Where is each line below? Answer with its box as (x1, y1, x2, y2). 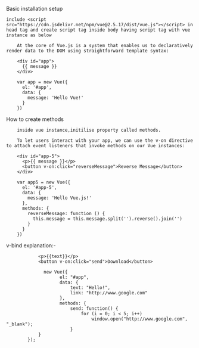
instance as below (6, 32, 52, 38)
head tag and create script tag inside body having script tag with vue (6, 27, 191, 33)
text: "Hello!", (70, 285, 111, 291)
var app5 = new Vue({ (17, 179, 70, 185)
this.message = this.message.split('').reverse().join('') (32, 216, 183, 222)
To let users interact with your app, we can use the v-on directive (17, 138, 194, 144)
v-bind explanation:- (6, 242, 57, 249)
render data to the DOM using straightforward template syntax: (6, 48, 169, 54)
